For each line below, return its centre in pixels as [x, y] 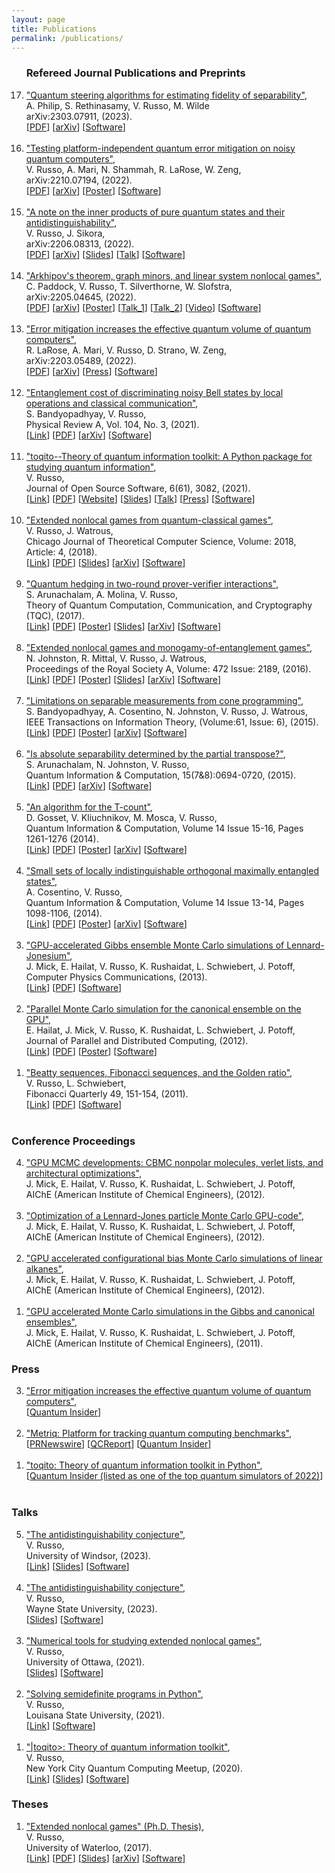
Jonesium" [48, 955]
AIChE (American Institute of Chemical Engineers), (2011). [144, 1343]
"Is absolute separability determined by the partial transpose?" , [155, 753]
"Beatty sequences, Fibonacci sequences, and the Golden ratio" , [159, 1072]
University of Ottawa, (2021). [85, 1662]
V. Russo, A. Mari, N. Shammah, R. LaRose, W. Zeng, [133, 169]
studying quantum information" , [91, 467]
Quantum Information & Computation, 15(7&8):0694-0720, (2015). [161, 775]
